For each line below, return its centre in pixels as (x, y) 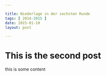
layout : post (18, 27)
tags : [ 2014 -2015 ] (26, 18)
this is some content (25, 69)
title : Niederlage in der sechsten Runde (48, 14)
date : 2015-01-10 (23, 23)
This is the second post (53, 56)
